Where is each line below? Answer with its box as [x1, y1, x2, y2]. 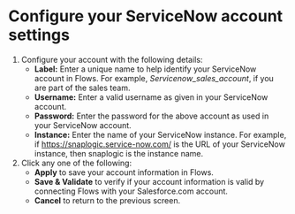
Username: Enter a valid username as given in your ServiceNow [34, 91, 269, 103]
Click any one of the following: [20, 157, 132, 168]
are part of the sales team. [34, 82, 131, 93]
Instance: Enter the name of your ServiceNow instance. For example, [34, 129, 287, 140]
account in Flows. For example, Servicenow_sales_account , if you [34, 73, 275, 83]
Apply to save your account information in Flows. [34, 166, 214, 178]
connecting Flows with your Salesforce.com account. [34, 186, 229, 196]
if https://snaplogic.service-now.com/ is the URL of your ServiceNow [34, 139, 286, 149]
